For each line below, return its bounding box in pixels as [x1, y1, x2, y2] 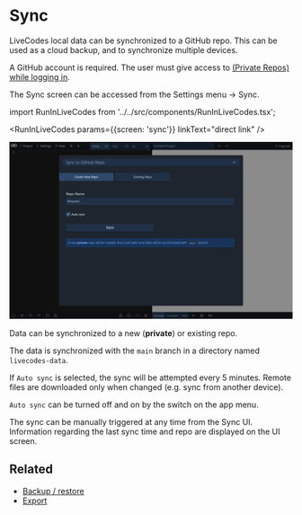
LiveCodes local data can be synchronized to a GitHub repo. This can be [9, 35, 279, 46]
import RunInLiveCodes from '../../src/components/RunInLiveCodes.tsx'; [9, 106, 276, 117]
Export [22, 495, 48, 506]
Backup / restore [22, 485, 84, 496]
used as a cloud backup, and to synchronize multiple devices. [9, 44, 238, 55]
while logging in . [9, 71, 70, 82]
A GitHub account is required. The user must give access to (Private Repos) [9, 62, 289, 73]
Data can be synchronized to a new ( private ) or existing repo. [9, 327, 238, 338]
